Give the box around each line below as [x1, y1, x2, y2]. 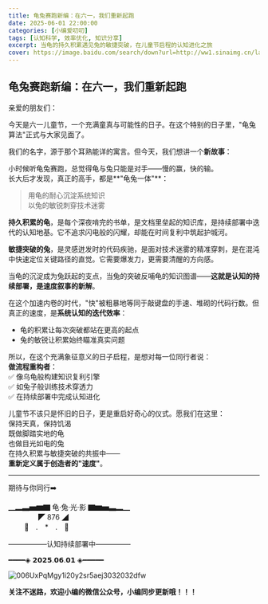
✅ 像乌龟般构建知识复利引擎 [8, 371, 100, 381]
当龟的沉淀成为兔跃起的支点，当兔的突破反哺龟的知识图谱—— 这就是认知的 [8, 271, 253, 280]
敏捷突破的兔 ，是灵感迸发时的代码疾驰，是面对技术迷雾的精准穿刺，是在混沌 [8, 244, 260, 253]
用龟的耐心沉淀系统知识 [27, 190, 105, 200]
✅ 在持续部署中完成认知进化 [8, 391, 100, 401]
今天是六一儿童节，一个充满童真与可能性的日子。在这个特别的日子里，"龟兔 [8, 120, 257, 129]
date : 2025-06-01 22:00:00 [8, 19, 98, 27]
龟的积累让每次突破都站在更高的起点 [19, 324, 140, 335]
